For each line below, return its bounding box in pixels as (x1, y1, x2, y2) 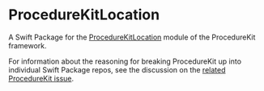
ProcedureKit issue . (8, 73, 75, 83)
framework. (8, 40, 47, 50)
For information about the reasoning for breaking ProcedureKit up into (8, 56, 241, 66)
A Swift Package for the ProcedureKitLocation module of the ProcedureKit (8, 32, 256, 42)
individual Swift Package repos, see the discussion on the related (8, 64, 226, 74)
